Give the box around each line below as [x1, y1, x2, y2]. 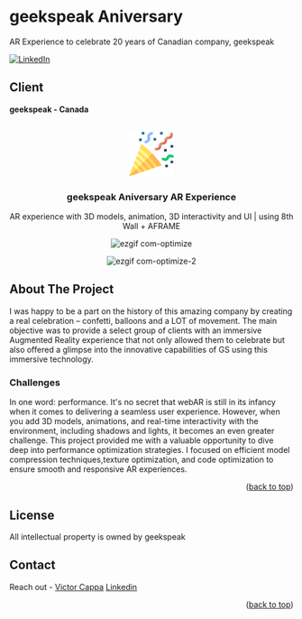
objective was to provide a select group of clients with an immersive [9, 325, 262, 336]
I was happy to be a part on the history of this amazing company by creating [9, 305, 293, 317]
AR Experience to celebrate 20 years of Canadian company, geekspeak [9, 36, 275, 47]
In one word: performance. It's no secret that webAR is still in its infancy [9, 397, 277, 408]
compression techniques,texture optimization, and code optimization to [9, 454, 274, 466]
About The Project [9, 282, 114, 297]
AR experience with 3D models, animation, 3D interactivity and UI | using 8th [9, 211, 294, 222]
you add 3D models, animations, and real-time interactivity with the [9, 416, 259, 427]
